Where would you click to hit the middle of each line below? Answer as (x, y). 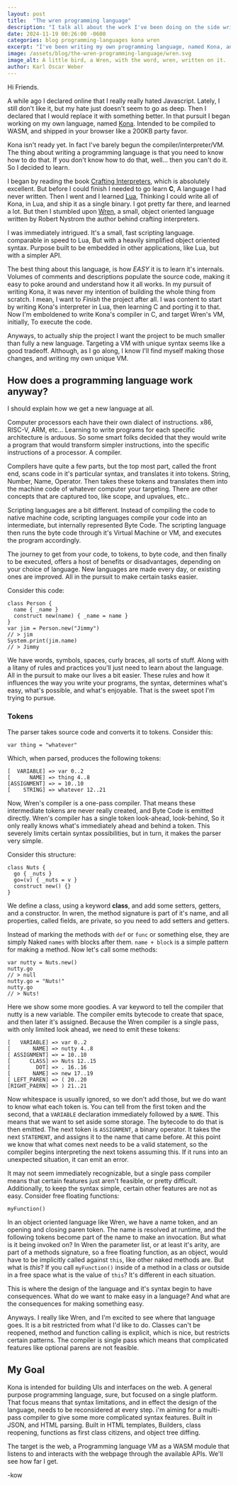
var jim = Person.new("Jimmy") (53, 629)
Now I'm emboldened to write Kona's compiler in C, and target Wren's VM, (116, 314)
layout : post (27, 14)
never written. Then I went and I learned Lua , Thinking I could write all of (113, 196)
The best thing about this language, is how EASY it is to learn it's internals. (116, 269)
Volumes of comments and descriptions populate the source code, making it (119, 276)
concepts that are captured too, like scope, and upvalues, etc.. (98, 496)
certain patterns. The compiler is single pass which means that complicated (118, 1340)
